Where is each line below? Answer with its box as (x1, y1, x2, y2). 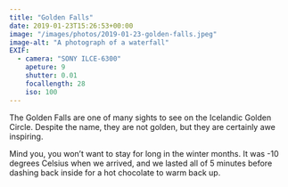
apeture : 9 (25, 63, 66, 72)
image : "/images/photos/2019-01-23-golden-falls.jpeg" (9, 29, 218, 38)
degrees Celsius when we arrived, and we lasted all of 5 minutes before (9, 158, 273, 168)
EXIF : (9, 46, 29, 55)
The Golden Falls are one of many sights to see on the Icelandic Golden (9, 112, 272, 123)
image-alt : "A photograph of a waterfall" (9, 37, 169, 47)
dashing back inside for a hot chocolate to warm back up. (9, 167, 221, 178)
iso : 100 (25, 87, 58, 96)
